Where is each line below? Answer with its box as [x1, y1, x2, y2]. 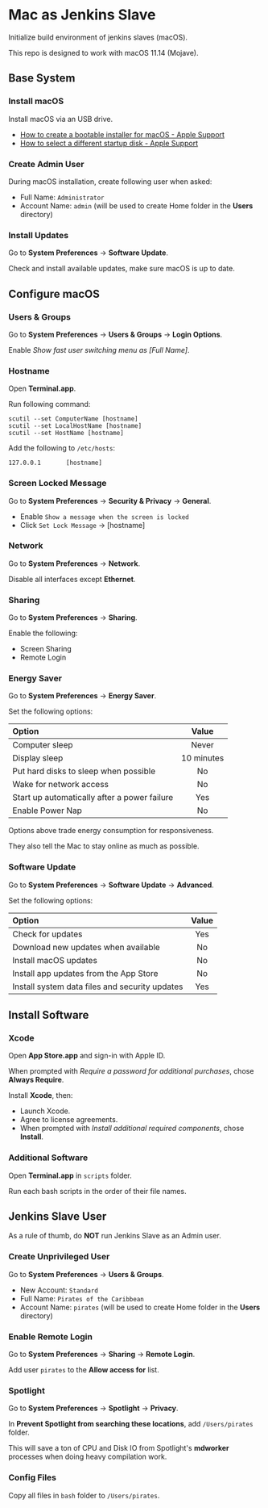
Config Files [8, 1472, 56, 1483]
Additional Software [8, 1152, 89, 1163]
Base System [8, 71, 76, 86]
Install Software [8, 1008, 89, 1022]
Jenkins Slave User [8, 1209, 107, 1224]
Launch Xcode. [19, 1106, 71, 1116]
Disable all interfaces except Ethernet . [8, 574, 136, 584]
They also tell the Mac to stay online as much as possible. [8, 841, 200, 851]
